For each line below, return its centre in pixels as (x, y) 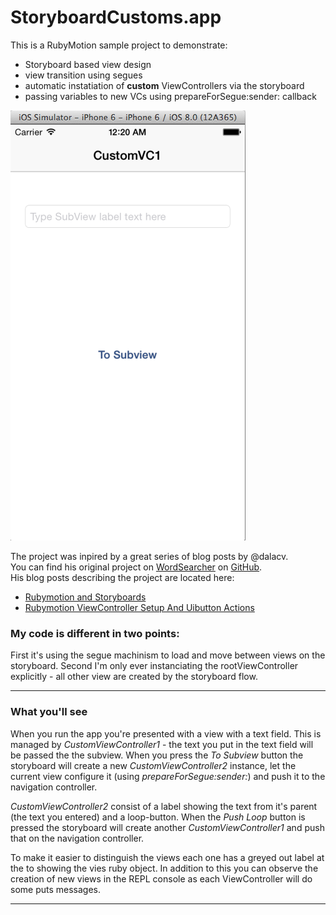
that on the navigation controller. (77, 838)
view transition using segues (83, 75)
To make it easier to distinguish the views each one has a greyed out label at (167, 857)
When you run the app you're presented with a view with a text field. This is (166, 733)
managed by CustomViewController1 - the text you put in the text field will (162, 744)
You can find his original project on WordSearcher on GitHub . (136, 567)
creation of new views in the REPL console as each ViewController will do (161, 878)
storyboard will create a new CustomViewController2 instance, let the (153, 765)
